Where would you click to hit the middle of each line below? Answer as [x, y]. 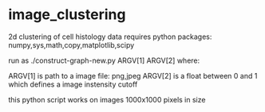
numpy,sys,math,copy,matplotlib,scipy [71, 44]
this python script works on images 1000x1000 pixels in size [107, 99]
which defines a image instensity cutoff [73, 84]
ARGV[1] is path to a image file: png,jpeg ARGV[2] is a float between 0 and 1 [133, 75]
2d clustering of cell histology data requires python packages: [110, 37]
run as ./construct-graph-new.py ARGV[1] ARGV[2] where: [104, 60]
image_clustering [67, 15]
